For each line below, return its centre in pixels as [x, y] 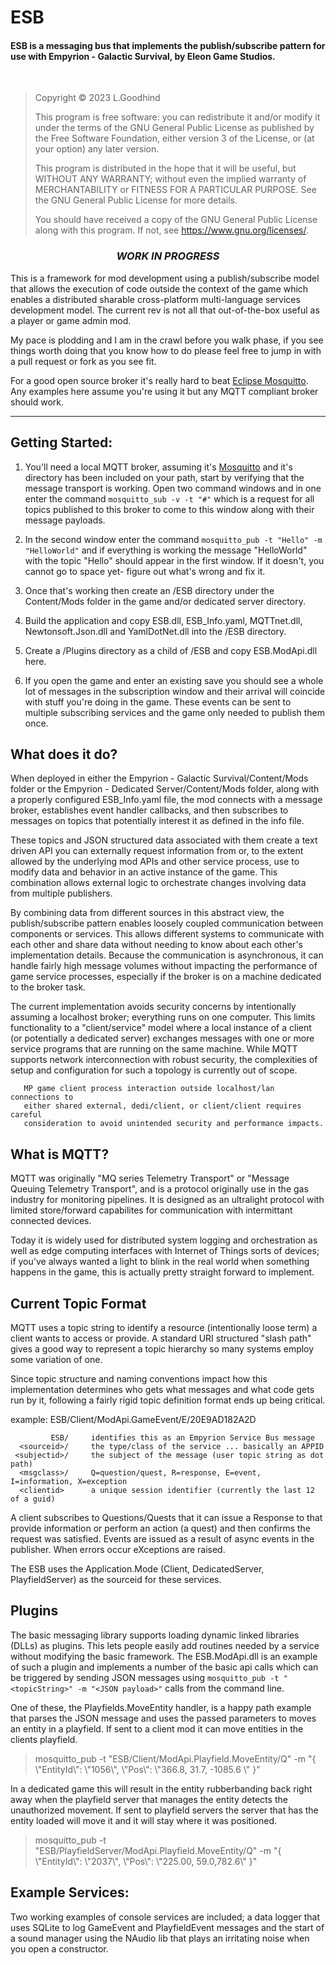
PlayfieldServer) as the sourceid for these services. [116, 1579]
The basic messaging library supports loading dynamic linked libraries [155, 1635]
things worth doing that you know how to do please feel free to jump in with [166, 350]
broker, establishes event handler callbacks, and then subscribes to [149, 810]
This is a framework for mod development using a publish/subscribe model [165, 278]
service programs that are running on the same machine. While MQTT [154, 1049]
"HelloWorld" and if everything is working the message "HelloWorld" [166, 550]
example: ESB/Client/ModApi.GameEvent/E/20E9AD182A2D [133, 1419]
